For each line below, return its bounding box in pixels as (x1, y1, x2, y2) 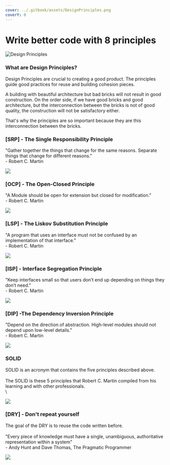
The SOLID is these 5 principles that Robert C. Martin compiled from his (5, 377, 156, 383)
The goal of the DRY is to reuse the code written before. (5, 422, 123, 429)
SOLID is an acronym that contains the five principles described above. (5, 367, 155, 373)
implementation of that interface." (5, 237, 76, 244)
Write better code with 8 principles (5, 34, 156, 46)
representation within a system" (5, 439, 73, 445)
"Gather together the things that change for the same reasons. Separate (5, 147, 157, 154)
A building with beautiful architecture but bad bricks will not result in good (5, 91, 161, 97)
